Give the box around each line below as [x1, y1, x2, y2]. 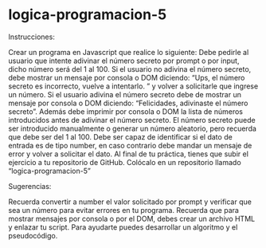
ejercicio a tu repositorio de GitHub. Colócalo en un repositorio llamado [8, 157, 241, 167]
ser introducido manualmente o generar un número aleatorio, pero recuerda [8, 124, 257, 133]
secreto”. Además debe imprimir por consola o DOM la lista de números [8, 106, 243, 116]
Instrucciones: [8, 32, 56, 41]
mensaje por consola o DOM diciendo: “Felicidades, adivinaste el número [8, 98, 248, 108]
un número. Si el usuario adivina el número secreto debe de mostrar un [8, 89, 241, 99]
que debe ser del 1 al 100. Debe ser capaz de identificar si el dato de [8, 132, 233, 141]
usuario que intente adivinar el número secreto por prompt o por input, [8, 56, 240, 65]
